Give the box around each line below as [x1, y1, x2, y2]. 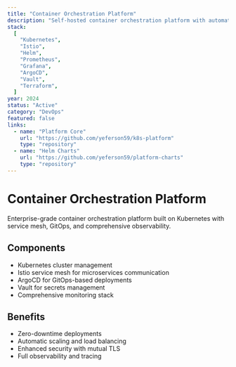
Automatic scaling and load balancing [17, 337, 126, 345]
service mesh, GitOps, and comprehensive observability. [7, 221, 171, 230]
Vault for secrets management [17, 283, 105, 292]
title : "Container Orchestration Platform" [7, 10, 137, 18]
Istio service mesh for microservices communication [17, 268, 170, 276]
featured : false [7, 115, 55, 122]
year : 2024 [7, 96, 39, 103]
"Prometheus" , [20, 56, 61, 63]
